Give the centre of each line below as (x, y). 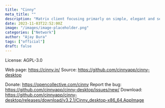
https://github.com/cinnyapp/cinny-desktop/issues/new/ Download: (74, 89)
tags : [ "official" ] (25, 42)
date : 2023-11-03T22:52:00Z (34, 23)
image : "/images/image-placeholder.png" (47, 28)
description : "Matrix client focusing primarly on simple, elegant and (80, 19)
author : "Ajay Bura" (26, 37)
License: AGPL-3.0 (24, 60)
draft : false (18, 46)
